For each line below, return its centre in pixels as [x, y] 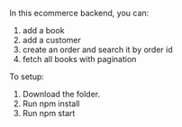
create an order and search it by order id [97, 50]
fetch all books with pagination [79, 59]
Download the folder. [61, 94]
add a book [43, 30]
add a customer [51, 40]
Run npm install [51, 104]
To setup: [27, 77]
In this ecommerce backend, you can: [79, 13]
